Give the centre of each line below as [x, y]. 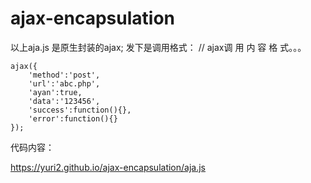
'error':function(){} [73, 118]
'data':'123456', [64, 101]
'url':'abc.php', [64, 83]
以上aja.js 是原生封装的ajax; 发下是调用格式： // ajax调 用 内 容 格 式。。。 [158, 47]
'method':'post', [64, 75]
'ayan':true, [55, 92]
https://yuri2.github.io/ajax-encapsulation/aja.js [108, 167]
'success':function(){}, [80, 110]
